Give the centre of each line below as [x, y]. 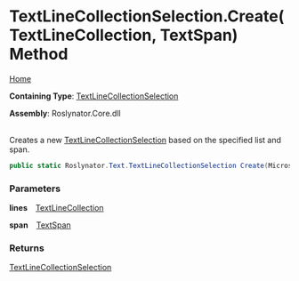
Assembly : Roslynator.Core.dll [65, 113]
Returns [27, 248]
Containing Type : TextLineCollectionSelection [94, 96]
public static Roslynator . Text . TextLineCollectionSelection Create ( [139, 165]
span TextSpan [40, 225]
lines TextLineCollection [57, 208]
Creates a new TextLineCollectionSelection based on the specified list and [145, 140]
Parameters [35, 189]
